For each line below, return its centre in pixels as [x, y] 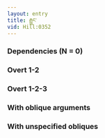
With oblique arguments [49, 108]
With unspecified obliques [53, 126]
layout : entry [28, 14]
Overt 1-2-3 [27, 89]
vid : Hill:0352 [29, 27]
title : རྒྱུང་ [22, 20]
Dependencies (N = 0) [45, 51]
